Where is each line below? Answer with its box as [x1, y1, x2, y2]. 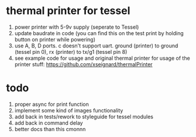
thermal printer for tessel [6, 4, 130, 18]
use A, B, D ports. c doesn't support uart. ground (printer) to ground [14, 42, 178, 49]
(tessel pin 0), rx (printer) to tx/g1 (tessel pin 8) [14, 48, 128, 55]
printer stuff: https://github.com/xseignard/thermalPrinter [14, 60, 153, 68]
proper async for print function [14, 101, 89, 108]
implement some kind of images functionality [14, 107, 123, 114]
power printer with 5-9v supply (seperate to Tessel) [14, 23, 139, 30]
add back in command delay [14, 119, 83, 126]
